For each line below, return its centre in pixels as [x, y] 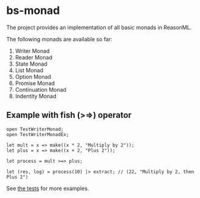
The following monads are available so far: [59, 39]
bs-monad [33, 11]
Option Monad [33, 77]
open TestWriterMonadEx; [38, 134]
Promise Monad [35, 83]
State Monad [31, 64]
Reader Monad [34, 57]
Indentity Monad [36, 96]
